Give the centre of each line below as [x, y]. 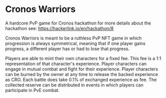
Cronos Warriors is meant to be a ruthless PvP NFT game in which [73, 38]
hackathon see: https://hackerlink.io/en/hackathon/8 [59, 28]
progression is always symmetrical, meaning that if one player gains [75, 43]
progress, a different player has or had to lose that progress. [67, 48]
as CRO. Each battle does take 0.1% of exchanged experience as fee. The [81, 79]
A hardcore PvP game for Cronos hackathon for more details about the [78, 23]
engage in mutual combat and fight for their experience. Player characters [82, 69]
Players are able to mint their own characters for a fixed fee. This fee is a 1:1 [83, 58]
